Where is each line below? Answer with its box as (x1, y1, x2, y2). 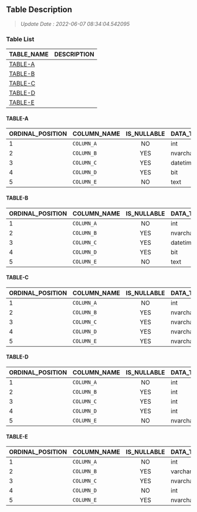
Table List (6, 35, 35, 43)
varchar (171, 467, 192, 476)
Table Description (6, 5, 72, 15)
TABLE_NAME (9, 50, 49, 58)
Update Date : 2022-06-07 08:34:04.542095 (20, 20, 130, 27)
